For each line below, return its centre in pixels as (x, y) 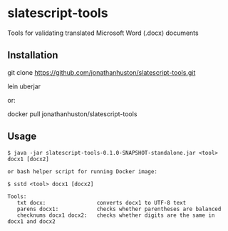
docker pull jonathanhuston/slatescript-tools (72, 114)
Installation (33, 55)
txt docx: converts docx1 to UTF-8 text (102, 202)
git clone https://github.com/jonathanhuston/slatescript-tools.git (102, 72)
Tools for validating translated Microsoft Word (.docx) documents (103, 33)
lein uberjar (24, 86)
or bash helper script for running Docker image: (83, 171)
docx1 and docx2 (31, 221)
